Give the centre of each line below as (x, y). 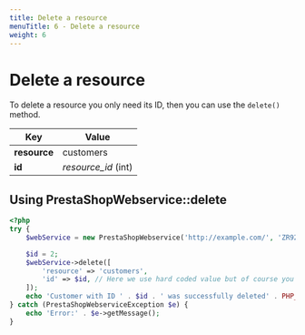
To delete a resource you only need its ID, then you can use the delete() (145, 105)
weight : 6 (28, 35)
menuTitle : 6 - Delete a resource (75, 26)
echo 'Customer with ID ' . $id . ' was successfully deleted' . (152, 297)
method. (25, 115)
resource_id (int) (98, 167)
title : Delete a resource (58, 18)
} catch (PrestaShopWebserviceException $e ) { (99, 305)
